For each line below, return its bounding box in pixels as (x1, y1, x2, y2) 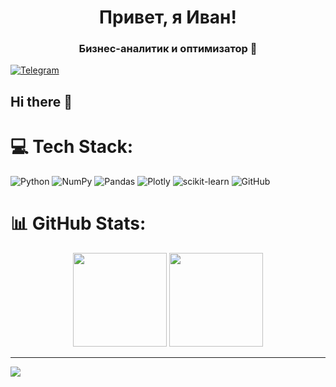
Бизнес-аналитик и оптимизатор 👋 (78, 42, 258, 56)
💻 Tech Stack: (10, 136, 134, 158)
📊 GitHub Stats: (10, 212, 147, 235)
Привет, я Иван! (99, 6, 237, 29)
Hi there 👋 (10, 93, 73, 110)
